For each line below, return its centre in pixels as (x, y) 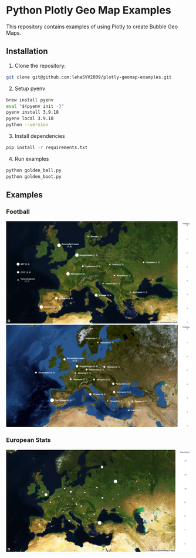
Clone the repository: (40, 65)
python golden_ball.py (34, 170)
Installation (27, 52)
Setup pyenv (30, 88)
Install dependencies (40, 136)
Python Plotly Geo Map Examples (89, 10)
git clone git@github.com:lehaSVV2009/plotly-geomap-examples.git (89, 77)
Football (18, 212)
